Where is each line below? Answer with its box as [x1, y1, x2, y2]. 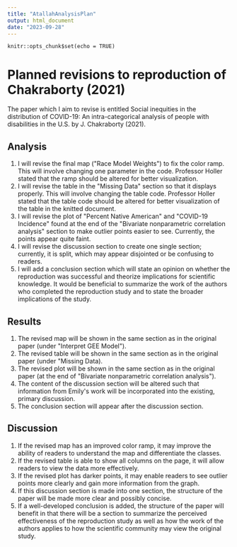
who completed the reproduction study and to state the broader [17, 288, 204, 296]
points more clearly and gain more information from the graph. [17, 479, 200, 487]
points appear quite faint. [17, 235, 91, 243]
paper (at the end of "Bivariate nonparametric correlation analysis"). [17, 371, 216, 380]
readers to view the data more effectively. [17, 463, 139, 472]
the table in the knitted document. [17, 205, 117, 213]
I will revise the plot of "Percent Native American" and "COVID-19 [17, 212, 209, 220]
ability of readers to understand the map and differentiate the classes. [17, 449, 221, 457]
